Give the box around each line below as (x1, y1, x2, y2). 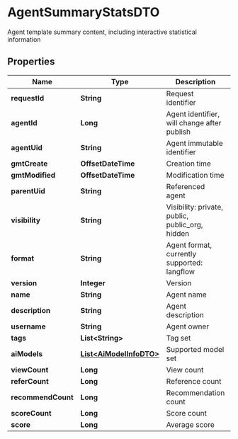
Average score (166, 419, 215, 429)
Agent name (166, 290, 207, 300)
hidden (166, 228, 190, 238)
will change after (166, 118, 222, 127)
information (7, 35, 41, 43)
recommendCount (11, 392, 74, 402)
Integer (80, 278, 106, 287)
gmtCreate (11, 159, 48, 169)
